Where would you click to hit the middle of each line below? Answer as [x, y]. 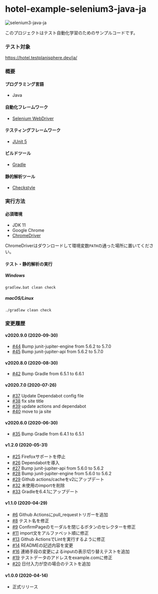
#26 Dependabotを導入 [36, 462]
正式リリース [25, 587]
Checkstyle [24, 188]
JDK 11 [19, 225]
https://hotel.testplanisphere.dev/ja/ [41, 58]
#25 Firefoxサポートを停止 [39, 456]
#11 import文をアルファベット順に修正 [51, 533]
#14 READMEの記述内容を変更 [43, 545]
